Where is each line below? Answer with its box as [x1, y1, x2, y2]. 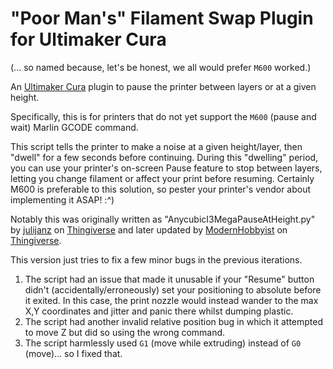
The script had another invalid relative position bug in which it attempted [24, 315, 324, 327]
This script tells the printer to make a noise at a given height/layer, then [10, 140, 303, 152]
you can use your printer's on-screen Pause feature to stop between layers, [10, 162, 323, 174]
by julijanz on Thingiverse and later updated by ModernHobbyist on [10, 223, 288, 236]
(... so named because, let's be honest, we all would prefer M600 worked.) [10, 61, 312, 73]
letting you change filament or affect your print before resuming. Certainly [10, 172, 315, 184]
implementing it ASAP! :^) [10, 193, 115, 206]
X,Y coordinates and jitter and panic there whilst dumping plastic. [24, 305, 294, 317]
